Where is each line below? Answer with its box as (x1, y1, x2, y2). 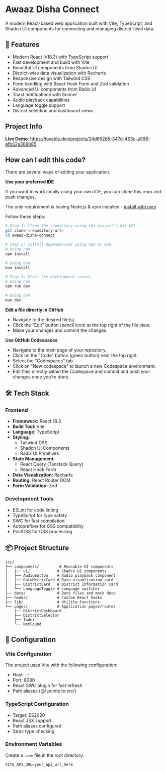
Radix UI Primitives (20, 450, 59, 456)
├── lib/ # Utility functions (5, 599, 100, 605)
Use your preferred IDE (5, 179, 54, 185)
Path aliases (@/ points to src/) (12, 688, 76, 694)
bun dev (5, 297, 22, 303)
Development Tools (5, 495, 54, 502)
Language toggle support (12, 102, 65, 108)
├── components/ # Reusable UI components (5, 564, 114, 569)
